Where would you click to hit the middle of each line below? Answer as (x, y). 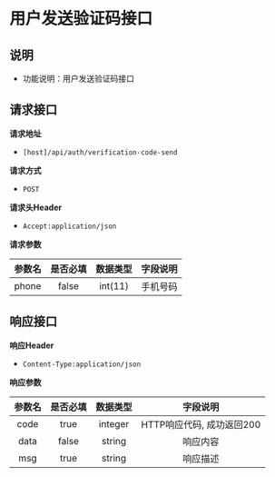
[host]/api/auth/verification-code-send (100, 152)
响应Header (32, 345)
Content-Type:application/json (82, 364)
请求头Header (35, 207)
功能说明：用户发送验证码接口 (78, 79)
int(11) (114, 285)
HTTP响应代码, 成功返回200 (201, 424)
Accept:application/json (69, 226)
